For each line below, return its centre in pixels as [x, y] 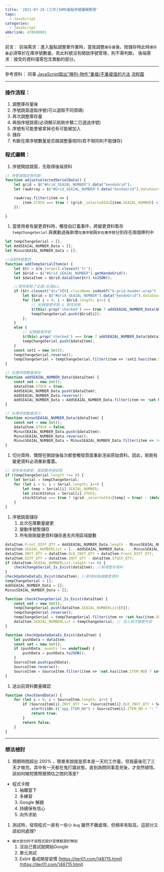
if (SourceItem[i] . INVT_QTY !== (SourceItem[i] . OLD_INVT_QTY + [88, 704]
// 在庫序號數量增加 [23, 373]
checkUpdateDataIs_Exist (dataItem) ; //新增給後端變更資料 [62, 576]
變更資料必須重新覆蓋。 [36, 461]
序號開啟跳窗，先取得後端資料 [42, 166]
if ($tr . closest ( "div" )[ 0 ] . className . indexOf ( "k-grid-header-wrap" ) [85, 291]
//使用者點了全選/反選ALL [37, 287]
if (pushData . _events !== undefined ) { [54, 649]
